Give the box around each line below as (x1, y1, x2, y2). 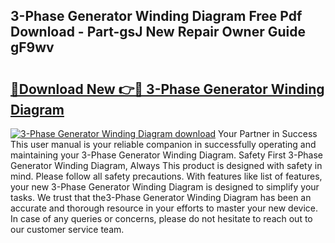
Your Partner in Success (218, 128, 318, 139)
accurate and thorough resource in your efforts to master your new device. (10, 202, 318, 214)
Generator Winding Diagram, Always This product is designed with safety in (10, 160, 323, 171)
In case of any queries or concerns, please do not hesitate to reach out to (10, 213, 313, 224)
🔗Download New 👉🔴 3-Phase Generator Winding (10, 80, 325, 98)
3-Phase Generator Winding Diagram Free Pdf (10, 8, 303, 25)
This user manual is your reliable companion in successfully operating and (10, 139, 317, 150)
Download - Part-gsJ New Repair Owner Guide (10, 24, 306, 41)
